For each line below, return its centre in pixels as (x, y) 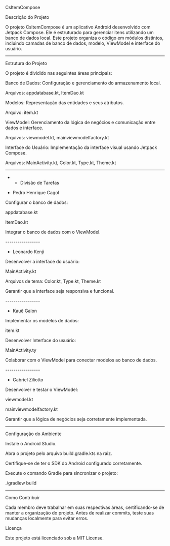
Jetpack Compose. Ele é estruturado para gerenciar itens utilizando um (80, 32)
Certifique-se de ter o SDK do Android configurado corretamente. (74, 463)
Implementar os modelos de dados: (42, 321)
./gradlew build (21, 483)
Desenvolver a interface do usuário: (42, 262)
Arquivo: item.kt (22, 112)
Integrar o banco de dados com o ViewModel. (53, 232)
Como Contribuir (23, 497)
